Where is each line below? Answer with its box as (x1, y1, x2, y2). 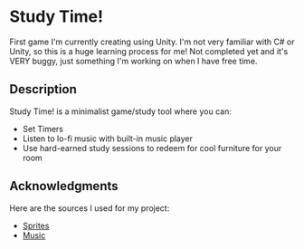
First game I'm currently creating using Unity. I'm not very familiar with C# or (9, 36, 295, 47)
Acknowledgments (9, 178, 119, 194)
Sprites (22, 220, 50, 231)
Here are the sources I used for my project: (9, 202, 170, 214)
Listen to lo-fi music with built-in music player (22, 133, 193, 144)
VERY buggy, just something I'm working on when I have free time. (9, 55, 258, 66)
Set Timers (22, 123, 63, 134)
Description (9, 81, 77, 97)
